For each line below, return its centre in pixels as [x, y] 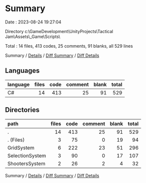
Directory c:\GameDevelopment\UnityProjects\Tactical [59, 31]
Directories [22, 110]
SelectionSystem [27, 155]
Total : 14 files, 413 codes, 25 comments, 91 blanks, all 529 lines [69, 46]
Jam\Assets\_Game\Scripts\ [33, 37]
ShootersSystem [26, 164]
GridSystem [21, 147]
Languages [22, 71]
